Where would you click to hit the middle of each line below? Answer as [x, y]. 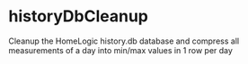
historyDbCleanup [79, 16]
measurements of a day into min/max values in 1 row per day [120, 50]
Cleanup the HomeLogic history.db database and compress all [124, 41]
